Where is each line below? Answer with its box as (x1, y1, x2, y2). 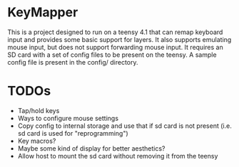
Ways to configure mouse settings (17, 114, 119, 122)
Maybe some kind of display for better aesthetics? (17, 144, 166, 153)
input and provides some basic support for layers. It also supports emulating (7, 35, 232, 43)
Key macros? (17, 136, 56, 145)
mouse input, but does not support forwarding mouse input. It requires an (7, 43, 223, 51)
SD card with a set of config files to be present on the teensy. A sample (7, 50, 217, 59)
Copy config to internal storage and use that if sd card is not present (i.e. (17, 122, 232, 130)
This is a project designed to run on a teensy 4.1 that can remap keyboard (7, 28, 223, 36)
